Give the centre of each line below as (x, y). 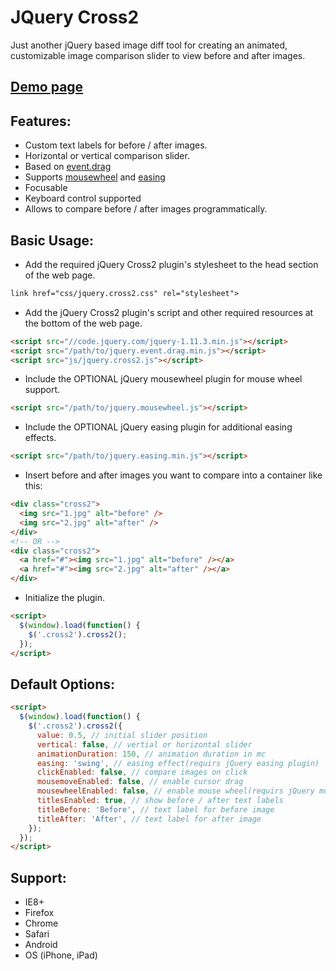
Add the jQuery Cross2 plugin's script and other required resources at (169, 312)
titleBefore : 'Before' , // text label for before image (155, 809)
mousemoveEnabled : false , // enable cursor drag (140, 782)
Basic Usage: (52, 240)
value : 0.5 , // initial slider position (122, 735)
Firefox (39, 913)
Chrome (41, 923)
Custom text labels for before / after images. (116, 145)
